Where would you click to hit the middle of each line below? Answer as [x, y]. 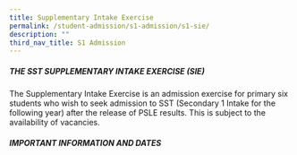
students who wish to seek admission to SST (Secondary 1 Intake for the [142, 103]
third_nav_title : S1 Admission [68, 43]
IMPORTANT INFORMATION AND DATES [85, 142]
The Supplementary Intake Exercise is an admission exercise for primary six [149, 94]
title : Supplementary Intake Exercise [81, 17]
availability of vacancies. [55, 123]
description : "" [39, 34]
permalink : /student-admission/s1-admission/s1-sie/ [110, 26]
